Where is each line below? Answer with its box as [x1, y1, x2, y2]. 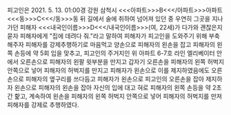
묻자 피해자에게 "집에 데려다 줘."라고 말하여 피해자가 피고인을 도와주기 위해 [7, 32, 208, 40]
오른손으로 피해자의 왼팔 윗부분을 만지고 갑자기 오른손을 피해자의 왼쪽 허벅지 [19, 58, 225, 65]
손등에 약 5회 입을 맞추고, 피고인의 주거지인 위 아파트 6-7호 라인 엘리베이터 [14, 49, 215, 57]
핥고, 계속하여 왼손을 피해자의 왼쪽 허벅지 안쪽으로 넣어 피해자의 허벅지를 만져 [14, 92, 223, 100]
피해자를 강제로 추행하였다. [7, 101, 79, 109]
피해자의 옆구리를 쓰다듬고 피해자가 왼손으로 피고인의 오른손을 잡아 [25, 75, 205, 83]
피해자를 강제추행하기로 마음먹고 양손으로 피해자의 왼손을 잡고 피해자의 [25, 41, 216, 48]
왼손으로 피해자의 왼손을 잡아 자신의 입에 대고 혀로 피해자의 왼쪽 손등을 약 [14, 83, 212, 92]
